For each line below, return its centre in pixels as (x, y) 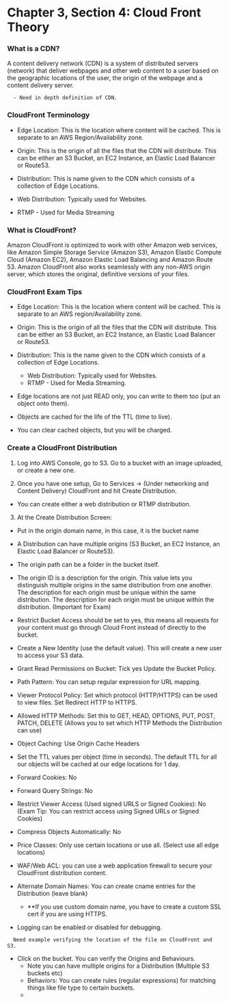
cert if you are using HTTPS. (67, 914)
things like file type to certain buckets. (81, 988)
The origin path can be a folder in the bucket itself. (88, 564)
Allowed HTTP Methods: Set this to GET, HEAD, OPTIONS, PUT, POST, (116, 715)
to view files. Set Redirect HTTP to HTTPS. (77, 702)
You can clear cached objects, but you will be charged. (94, 430)
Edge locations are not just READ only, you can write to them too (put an (119, 396)
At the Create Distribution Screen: (64, 517)
